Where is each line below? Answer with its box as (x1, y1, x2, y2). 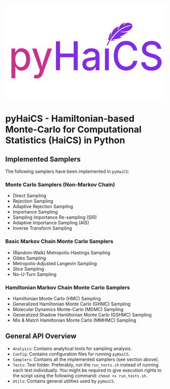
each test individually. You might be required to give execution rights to (12, 367, 162, 373)
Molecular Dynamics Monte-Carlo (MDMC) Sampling (12, 306, 124, 312)
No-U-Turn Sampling (12, 271, 57, 277)
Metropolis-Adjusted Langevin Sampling (12, 260, 97, 266)
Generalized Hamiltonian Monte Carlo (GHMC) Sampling (12, 301, 131, 307)
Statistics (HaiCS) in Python (5, 135, 126, 146)
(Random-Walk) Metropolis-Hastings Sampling (12, 249, 110, 255)
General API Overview (5, 332, 77, 341)
